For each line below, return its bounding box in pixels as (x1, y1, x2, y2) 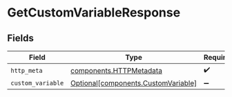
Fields (7, 32, 35, 44)
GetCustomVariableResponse (7, 5, 181, 21)
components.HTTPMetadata (70, 65, 162, 75)
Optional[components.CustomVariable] (70, 78, 197, 87)
